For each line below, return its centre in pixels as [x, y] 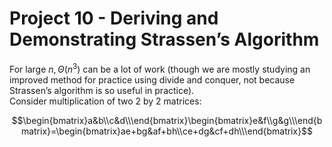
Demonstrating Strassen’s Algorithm [164, 39]
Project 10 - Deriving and [114, 18]
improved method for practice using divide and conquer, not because [152, 79]
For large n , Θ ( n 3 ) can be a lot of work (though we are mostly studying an [160, 68]
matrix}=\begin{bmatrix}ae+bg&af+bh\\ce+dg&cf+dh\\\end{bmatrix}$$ [167, 131]
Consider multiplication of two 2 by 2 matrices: [105, 101]
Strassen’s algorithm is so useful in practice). [102, 90]
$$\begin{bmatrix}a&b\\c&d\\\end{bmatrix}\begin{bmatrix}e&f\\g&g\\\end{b [167, 120]
